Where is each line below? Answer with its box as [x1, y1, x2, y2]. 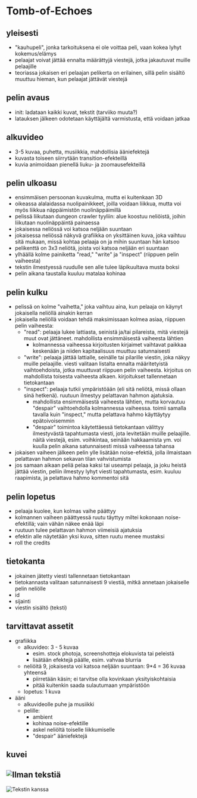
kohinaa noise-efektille [32, 719, 89, 726]
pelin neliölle [14, 585, 46, 592]
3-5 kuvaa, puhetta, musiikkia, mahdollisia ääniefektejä [14, 148, 150, 155]
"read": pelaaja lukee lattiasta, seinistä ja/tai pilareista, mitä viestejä [23, 328, 189, 335]
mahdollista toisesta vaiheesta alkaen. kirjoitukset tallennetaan [23, 373, 177, 380]
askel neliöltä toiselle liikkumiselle [32, 726, 115, 733]
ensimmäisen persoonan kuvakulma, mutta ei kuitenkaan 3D [14, 194, 162, 201]
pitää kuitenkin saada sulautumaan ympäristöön [32, 682, 150, 689]
